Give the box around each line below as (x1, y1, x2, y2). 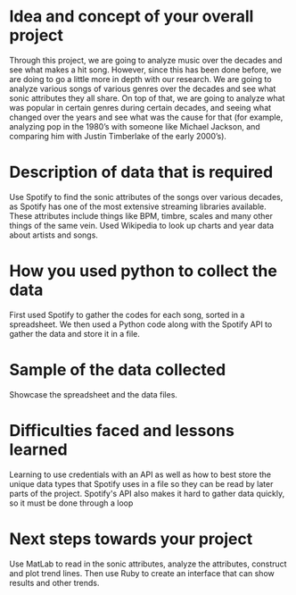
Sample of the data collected (9, 360, 226, 380)
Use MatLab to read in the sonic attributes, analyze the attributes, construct (9, 558, 287, 569)
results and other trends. (9, 577, 100, 588)
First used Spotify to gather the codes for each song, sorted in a (9, 309, 245, 320)
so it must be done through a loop (9, 498, 134, 508)
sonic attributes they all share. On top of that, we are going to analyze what (9, 92, 285, 104)
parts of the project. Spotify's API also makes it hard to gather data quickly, (9, 488, 285, 499)
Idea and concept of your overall (9, 6, 254, 27)
